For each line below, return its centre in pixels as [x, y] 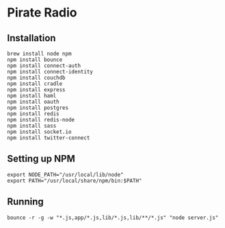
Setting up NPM [41, 159]
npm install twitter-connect [49, 138]
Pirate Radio [42, 13]
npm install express [37, 90]
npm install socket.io [39, 132]
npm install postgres [38, 108]
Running [26, 202]
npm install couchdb [37, 78]
